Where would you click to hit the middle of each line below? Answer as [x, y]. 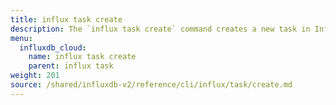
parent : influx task [71, 66]
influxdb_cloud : [53, 47]
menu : [21, 38]
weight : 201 [35, 76]
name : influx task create [82, 57]
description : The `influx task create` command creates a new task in [160, 29]
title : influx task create [66, 19]
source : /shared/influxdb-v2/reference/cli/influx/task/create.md [151, 85]
